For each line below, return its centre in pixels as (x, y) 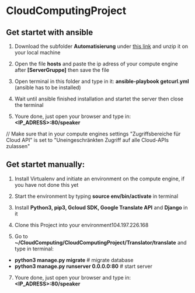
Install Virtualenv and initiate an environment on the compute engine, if (100, 179)
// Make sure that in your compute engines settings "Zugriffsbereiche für (93, 134)
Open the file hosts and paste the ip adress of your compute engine (96, 64)
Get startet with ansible (50, 32)
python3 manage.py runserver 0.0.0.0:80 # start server (83, 266)
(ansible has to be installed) (48, 88)
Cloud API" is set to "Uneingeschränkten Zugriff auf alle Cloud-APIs (88, 140)
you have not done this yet (46, 184)
